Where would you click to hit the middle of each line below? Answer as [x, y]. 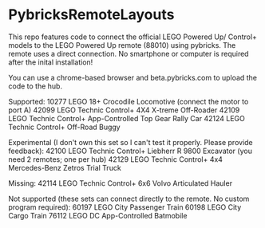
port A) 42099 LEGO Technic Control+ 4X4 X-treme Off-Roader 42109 [124, 110]
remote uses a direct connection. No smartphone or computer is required [129, 53]
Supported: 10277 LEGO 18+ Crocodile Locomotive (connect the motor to [129, 101]
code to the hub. [35, 86]
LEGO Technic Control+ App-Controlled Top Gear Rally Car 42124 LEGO [127, 118]
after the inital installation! [51, 62]
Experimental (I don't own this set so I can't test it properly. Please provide [131, 142]
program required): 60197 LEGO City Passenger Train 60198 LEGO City [125, 207]
